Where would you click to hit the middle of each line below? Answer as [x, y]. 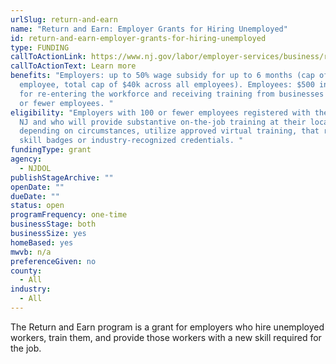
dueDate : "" [35, 196]
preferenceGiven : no [53, 261]
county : [26, 271]
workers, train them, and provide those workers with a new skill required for [166, 337]
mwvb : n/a [31, 252]
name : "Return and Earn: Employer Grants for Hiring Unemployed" [149, 29]
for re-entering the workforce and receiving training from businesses [172, 94]
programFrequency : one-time [69, 215]
